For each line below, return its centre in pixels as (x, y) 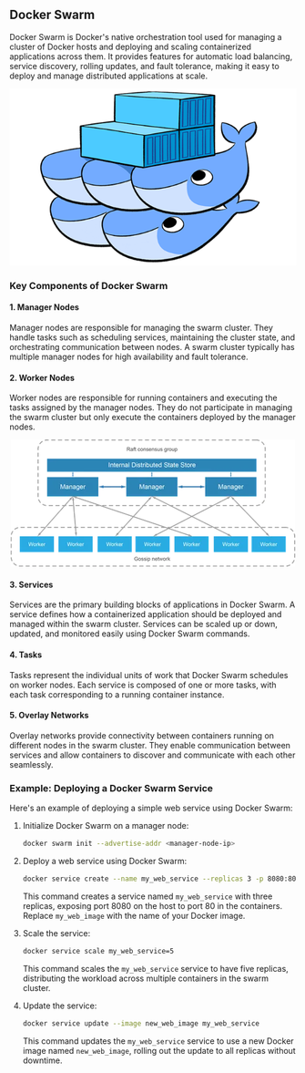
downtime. (42, 1060)
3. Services (31, 584)
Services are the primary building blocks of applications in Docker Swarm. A (152, 604)
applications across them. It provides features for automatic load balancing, (151, 56)
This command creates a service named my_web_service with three (147, 896)
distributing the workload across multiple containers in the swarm (145, 978)
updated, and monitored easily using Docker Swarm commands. (130, 634)
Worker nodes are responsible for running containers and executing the (143, 398)
